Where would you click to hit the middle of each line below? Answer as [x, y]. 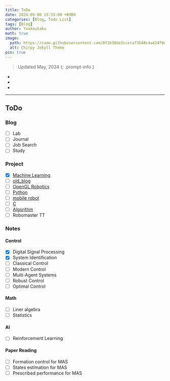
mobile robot [26, 198]
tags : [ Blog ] [19, 24]
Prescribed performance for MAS [47, 373]
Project [14, 164]
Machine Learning [31, 175]
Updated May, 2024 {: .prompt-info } [56, 67]
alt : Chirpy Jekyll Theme [37, 48]
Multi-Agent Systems [34, 275]
